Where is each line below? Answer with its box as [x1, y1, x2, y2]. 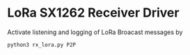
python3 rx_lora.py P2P [7, 41, 77, 48]
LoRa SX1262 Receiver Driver [7, 5, 180, 21]
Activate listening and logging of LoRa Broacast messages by [7, 28, 183, 36]
